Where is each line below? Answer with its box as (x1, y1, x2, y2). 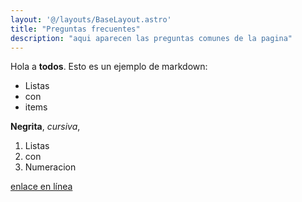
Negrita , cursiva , (10, 121, 81, 133)
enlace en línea (10, 181, 73, 193)
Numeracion (24, 161, 77, 173)
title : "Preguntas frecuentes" (10, 24, 141, 34)
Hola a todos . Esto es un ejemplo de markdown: (10, 61, 208, 73)
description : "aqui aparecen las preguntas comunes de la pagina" (10, 33, 293, 43)
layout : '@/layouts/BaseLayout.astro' (10, 14, 172, 25)
